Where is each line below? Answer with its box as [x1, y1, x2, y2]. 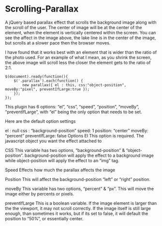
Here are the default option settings [5, 118, 76, 124]
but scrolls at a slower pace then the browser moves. [5, 40, 111, 45]
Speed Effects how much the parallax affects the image [5, 167, 116, 173]
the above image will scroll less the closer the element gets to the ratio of [5, 60, 151, 65]
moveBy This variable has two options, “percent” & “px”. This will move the [5, 185, 154, 192]
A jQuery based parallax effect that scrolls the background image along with [5, 19, 157, 25]
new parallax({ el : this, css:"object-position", [22, 82, 127, 88]
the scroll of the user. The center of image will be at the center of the [5, 24, 142, 30]
